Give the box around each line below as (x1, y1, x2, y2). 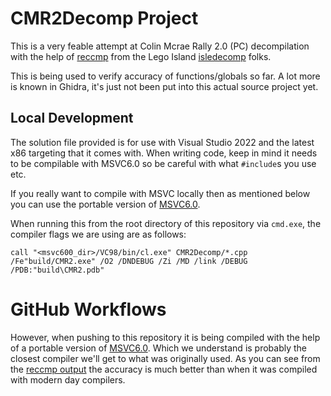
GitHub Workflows (10, 298, 167, 321)
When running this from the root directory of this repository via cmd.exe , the (10, 217, 322, 229)
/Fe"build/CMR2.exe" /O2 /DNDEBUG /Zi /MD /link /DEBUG (10, 256, 248, 266)
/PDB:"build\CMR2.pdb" (10, 265, 105, 275)
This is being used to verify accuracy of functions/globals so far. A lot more (10, 70, 321, 82)
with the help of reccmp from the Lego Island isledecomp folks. (10, 50, 272, 62)
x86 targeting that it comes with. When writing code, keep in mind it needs (10, 147, 318, 159)
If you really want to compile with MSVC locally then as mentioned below (10, 187, 311, 199)
